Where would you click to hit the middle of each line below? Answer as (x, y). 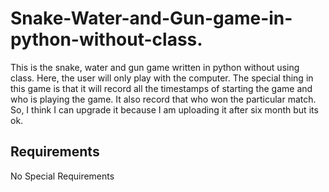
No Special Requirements (62, 176)
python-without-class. (106, 39)
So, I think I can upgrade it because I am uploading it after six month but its (164, 109)
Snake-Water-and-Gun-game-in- (151, 18)
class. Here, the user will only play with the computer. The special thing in (162, 78)
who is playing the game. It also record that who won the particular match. (163, 99)
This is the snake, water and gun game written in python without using (155, 67)
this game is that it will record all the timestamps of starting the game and (161, 88)
